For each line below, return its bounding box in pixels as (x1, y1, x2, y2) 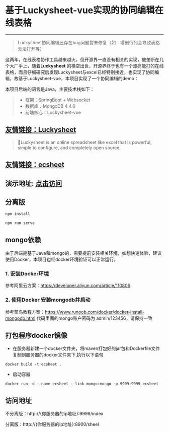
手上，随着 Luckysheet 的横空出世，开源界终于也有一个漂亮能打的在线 (18, 62, 164, 68)
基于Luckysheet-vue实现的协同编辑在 (5, 5, 164, 16)
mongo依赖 (5, 236, 41, 244)
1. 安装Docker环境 (5, 270, 49, 277)
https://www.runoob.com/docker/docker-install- (45, 309, 145, 315)
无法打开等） (17, 46, 44, 52)
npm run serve (5, 221, 35, 226)
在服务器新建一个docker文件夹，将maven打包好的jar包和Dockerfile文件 (12, 345, 160, 351)
